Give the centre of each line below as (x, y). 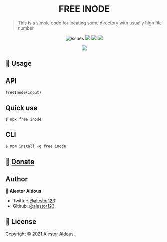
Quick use (21, 108)
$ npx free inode (23, 119)
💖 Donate (20, 162)
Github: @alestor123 (33, 206)
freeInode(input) (23, 93)
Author (16, 179)
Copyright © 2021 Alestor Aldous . (40, 234)
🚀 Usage (18, 64)
